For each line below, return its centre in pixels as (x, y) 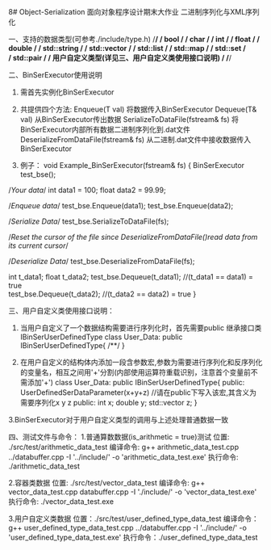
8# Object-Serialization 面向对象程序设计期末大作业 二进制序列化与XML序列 (134, 12)
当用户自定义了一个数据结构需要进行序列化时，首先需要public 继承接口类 (141, 328)
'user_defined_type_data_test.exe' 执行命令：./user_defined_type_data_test (133, 537)
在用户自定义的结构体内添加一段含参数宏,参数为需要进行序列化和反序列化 (141, 362)
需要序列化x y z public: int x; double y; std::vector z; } (108, 403)
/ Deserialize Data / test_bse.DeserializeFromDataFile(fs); (102, 261)
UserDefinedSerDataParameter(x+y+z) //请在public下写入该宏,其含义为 (138, 393)
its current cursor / (38, 246)
